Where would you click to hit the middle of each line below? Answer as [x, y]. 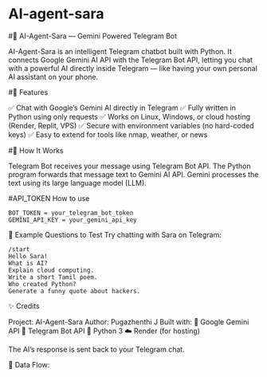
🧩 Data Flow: [29, 364]
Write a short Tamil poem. [53, 277]
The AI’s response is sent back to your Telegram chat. [96, 349]
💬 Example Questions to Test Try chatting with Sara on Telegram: [115, 234]
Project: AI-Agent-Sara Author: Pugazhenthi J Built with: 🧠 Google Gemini [129, 322]
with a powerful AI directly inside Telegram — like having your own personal [133, 68]
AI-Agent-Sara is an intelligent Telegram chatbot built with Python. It [120, 51]
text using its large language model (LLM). [78, 183]
